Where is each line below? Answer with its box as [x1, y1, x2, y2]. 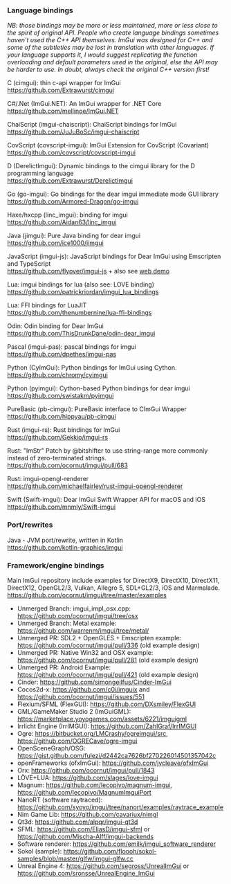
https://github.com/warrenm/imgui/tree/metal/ [17, 626, 149, 635]
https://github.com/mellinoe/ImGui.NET [7, 107, 119, 116]
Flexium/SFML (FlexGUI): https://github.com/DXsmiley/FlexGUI [17, 700, 196, 708]
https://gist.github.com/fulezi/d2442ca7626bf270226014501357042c [17, 751, 216, 759]
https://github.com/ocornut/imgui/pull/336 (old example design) [17, 641, 201, 649]
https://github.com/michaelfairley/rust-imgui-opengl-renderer [7, 482, 183, 490]
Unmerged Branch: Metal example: [17, 619, 117, 627]
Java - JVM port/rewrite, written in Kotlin [7, 536, 123, 544]
